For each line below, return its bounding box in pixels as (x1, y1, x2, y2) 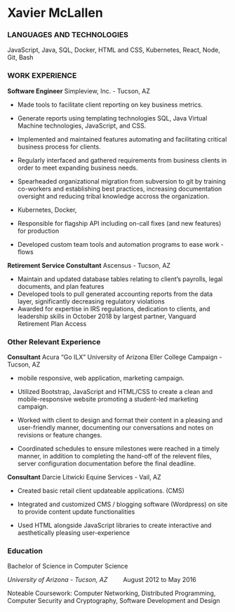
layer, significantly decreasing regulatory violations (17, 297, 165, 306)
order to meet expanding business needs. (17, 163, 138, 172)
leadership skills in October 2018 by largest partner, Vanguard (17, 312, 196, 320)
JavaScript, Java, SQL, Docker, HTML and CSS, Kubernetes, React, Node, (7, 46, 221, 54)
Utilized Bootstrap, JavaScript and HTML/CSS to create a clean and (17, 388, 213, 396)
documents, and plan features (17, 282, 105, 290)
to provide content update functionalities (17, 508, 135, 516)
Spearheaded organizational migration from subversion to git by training (17, 177, 226, 185)
